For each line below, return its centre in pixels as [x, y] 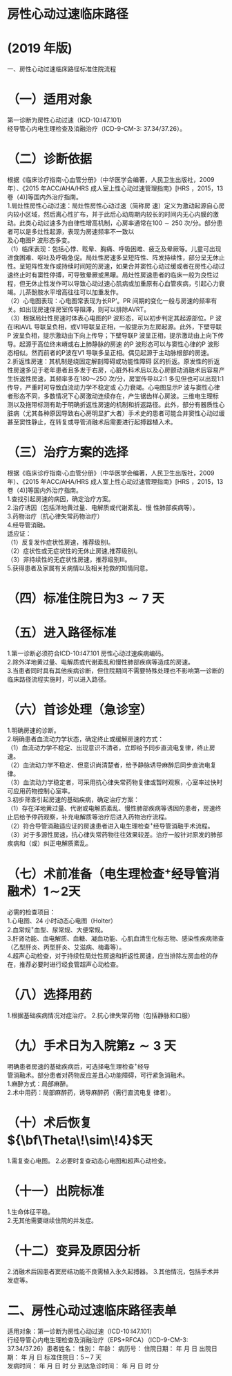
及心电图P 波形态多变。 [40, 240]
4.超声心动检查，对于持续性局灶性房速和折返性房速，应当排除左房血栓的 [110, 955]
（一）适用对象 [50, 99]
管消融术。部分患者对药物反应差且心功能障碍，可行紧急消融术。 [98, 1075]
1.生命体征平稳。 [30, 1211]
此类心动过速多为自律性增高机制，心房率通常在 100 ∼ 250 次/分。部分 [118, 223]
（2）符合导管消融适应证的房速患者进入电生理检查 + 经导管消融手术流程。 [110, 825]
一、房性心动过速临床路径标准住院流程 [61, 69]
